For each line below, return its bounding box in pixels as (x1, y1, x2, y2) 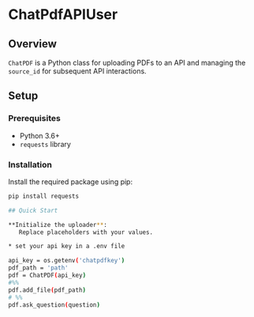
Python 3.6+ (19, 130, 61, 140)
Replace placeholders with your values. (18, 228, 154, 236)
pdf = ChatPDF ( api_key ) (8, 271, 87, 280)
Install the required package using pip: (8, 176, 133, 187)
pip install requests (8, 192, 80, 200)
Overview (8, 37, 58, 51)
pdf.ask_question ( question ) (8, 300, 101, 309)
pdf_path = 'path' (8, 264, 69, 272)
